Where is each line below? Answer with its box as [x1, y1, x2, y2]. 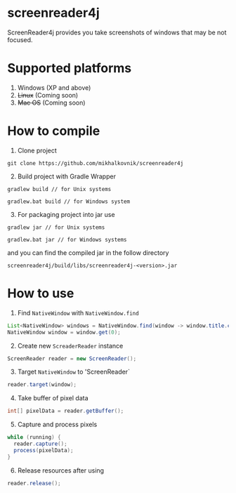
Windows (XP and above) [17, 83, 91, 92]
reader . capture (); [13, 440, 68, 447]
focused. [7, 35, 33, 44]
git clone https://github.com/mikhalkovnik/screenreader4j [7, 159, 184, 166]
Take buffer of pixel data [17, 394, 89, 402]
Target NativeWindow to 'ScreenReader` [17, 367, 130, 376]
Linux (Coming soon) [17, 91, 79, 99]
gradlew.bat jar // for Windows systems [7, 236, 128, 243]
